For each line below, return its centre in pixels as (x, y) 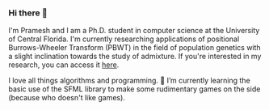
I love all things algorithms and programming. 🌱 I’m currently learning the (129, 81)
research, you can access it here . (64, 65)
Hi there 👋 (28, 13)
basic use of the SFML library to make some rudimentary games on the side (134, 89)
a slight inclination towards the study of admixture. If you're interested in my (135, 57)
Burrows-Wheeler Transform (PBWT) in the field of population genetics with (134, 48)
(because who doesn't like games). (67, 98)
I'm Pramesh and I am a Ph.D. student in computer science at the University (134, 31)
